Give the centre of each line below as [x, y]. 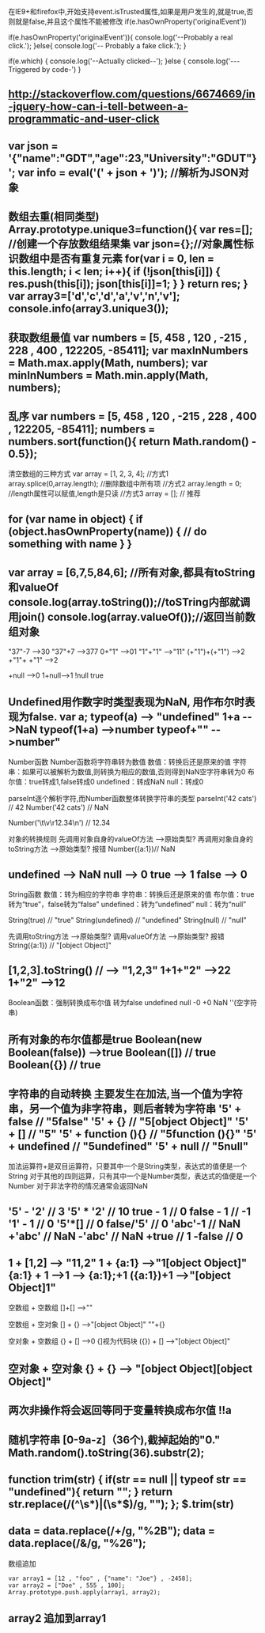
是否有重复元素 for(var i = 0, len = [132, 259]
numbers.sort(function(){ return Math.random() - [132, 441]
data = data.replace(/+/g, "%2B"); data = [112, 1531]
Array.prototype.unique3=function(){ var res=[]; [131, 230]
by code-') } [62, 69]
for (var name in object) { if [76, 519]
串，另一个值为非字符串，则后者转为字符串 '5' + [125, 1108]
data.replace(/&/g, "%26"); [77, 1543]
